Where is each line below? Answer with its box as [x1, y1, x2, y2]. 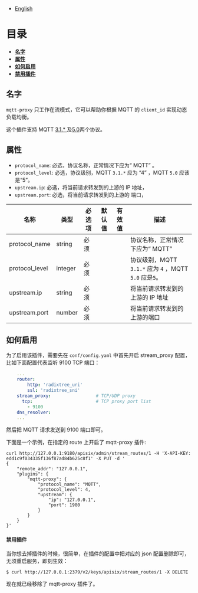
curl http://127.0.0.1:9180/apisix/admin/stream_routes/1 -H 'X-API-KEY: [6, 451, 192, 457]
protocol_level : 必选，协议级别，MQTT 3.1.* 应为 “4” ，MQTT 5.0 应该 [14, 169, 190, 176]
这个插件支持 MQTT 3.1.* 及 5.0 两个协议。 [6, 126, 106, 133]
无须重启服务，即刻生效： [6, 558, 68, 565]
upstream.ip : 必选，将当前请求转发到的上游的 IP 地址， [14, 184, 148, 191]
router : [16, 376, 35, 382]
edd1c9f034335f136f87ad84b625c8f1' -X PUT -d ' [6, 456, 126, 462]
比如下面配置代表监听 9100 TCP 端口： [6, 359, 100, 366]
